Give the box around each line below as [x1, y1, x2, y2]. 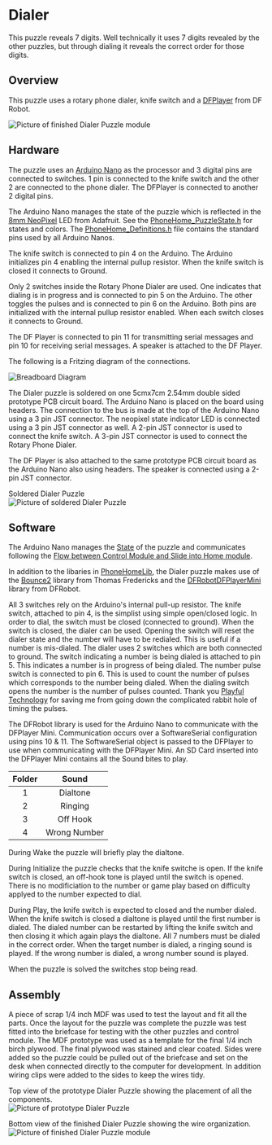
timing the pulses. [8, 704, 68, 713]
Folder [12, 774, 38, 785]
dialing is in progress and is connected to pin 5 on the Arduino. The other [8, 290, 253, 300]
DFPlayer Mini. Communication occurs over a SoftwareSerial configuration [8, 728, 257, 738]
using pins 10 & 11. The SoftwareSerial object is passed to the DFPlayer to [8, 737, 253, 747]
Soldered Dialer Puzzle [8, 489, 85, 498]
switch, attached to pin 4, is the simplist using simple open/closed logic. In [8, 608, 257, 618]
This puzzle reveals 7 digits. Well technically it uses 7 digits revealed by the [8, 33, 260, 42]
